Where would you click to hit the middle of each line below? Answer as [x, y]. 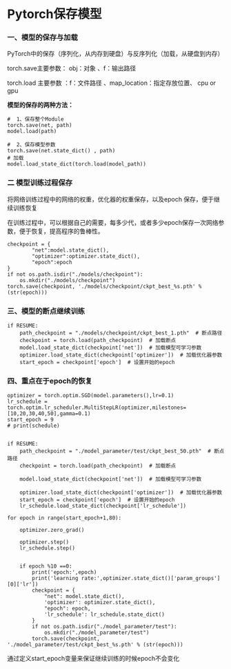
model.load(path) [32, 132]
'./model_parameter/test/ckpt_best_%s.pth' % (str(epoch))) [96, 645]
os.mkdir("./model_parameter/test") [97, 633]
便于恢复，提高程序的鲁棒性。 [61, 231]
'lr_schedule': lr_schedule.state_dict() [104, 615]
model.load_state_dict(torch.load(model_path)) [77, 164]
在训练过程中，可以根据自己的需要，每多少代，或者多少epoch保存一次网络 [113, 222]
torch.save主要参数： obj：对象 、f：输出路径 [72, 68]
